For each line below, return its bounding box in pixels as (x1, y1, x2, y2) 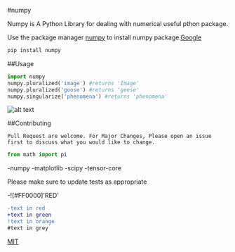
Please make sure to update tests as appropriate (7, 177, 147, 186)
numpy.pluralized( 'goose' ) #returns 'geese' (7, 86, 140, 94)
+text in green (7, 211, 52, 219)
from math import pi (7, 151, 68, 158)
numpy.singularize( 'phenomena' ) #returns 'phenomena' (7, 93, 168, 100)
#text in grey (7, 225, 49, 232)
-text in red (7, 205, 46, 212)
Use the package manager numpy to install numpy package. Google (7, 33, 202, 42)
